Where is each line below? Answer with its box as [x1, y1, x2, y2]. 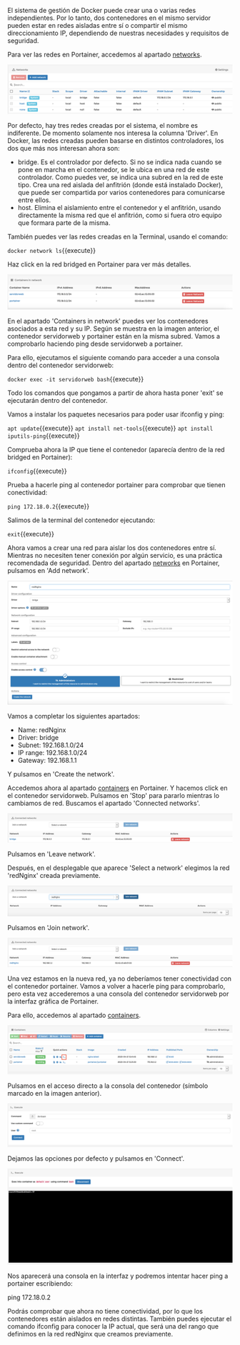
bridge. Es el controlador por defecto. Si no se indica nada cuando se [17, 158, 222, 166]
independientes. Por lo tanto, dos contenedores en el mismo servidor [7, 14, 211, 22]
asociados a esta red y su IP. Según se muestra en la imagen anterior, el [7, 324, 219, 333]
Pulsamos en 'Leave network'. [7, 849, 96, 858]
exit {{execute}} [7, 529, 55, 538]
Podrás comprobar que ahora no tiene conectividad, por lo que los [7, 1307, 204, 1316]
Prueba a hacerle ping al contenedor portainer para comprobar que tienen [7, 480, 226, 489]
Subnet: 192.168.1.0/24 [17, 741, 84, 749]
